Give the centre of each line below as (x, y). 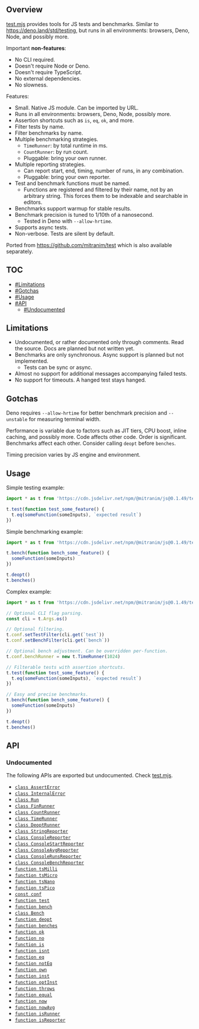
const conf (28, 895)
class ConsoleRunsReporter (48, 857)
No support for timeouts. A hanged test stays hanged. (80, 380)
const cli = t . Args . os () (37, 618)
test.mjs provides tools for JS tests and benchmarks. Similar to (82, 24)
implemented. (31, 361)
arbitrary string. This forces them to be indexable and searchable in (106, 195)
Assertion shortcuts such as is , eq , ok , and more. (74, 120)
